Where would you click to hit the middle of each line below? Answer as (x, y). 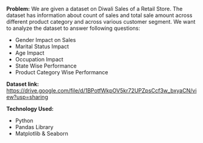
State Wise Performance (46, 66)
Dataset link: (23, 84)
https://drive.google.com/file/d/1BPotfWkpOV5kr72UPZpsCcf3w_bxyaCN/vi (101, 90)
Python (24, 120)
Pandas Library (34, 127)
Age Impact (30, 53)
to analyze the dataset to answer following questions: (73, 28)
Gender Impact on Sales (45, 40)
